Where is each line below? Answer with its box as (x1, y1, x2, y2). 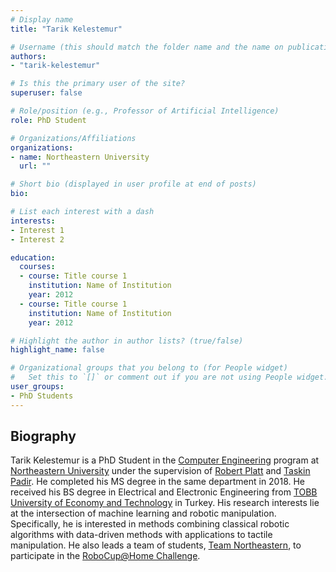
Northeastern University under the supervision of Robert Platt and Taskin (10, 465, 311, 477)
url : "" (19, 161, 52, 171)
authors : (10, 51, 47, 61)
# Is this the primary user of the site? (10, 79, 186, 89)
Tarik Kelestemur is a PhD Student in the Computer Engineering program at (10, 454, 320, 466)
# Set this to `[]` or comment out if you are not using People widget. (10, 372, 329, 383)
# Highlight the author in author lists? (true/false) (10, 336, 244, 346)
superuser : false (10, 88, 83, 98)
